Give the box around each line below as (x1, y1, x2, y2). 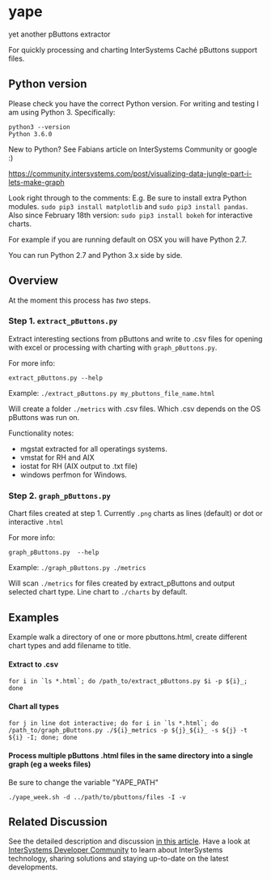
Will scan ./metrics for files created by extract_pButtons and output (8, 578, 235, 588)
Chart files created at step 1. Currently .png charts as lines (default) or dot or (8, 509, 263, 518)
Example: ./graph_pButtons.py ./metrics (8, 563, 146, 573)
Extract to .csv (8, 659, 59, 669)
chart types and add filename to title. (8, 640, 132, 650)
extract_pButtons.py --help (8, 374, 104, 382)
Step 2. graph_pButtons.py (8, 490, 111, 501)
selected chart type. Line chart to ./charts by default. (8, 587, 188, 597)
